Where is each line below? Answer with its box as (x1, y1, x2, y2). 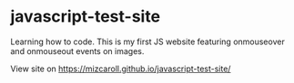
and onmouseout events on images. (10, 45, 145, 56)
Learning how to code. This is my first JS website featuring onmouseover (10, 36, 285, 47)
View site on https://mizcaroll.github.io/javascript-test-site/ (10, 63, 231, 74)
